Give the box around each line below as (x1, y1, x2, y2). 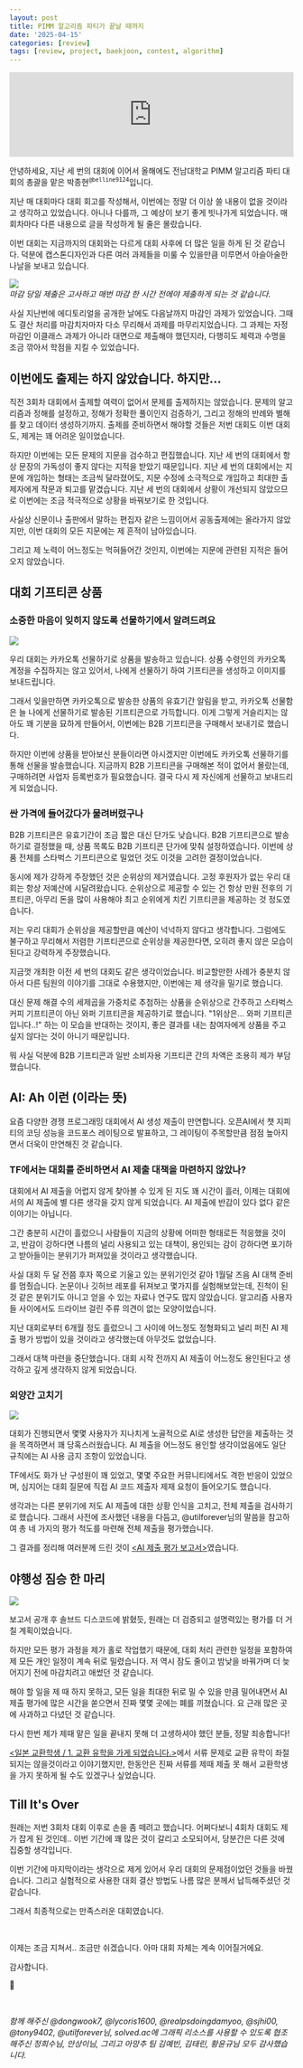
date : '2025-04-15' (9, 30, 83, 39)
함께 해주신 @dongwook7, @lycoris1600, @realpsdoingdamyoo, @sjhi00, (9, 2016, 279, 2026)
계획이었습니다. (18, 1625, 73, 1637)
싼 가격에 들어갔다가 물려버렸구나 (9, 807, 144, 819)
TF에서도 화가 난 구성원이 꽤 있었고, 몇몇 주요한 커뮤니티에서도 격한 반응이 (9, 1470, 269, 1481)
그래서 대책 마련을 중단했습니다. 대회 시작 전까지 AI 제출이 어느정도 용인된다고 (9, 1353, 281, 1364)
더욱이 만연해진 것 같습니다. (25, 1138, 124, 1149)
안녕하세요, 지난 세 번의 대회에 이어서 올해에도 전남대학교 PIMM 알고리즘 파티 (9, 165, 281, 176)
